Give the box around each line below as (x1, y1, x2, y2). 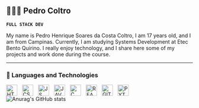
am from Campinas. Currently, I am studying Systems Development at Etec (6, 38, 188, 45)
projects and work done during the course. (6, 51, 111, 58)
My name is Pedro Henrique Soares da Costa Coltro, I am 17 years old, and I (6, 32, 191, 39)
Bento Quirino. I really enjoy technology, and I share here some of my (6, 44, 175, 51)
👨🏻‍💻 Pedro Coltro (6, 6, 71, 16)
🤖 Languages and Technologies (6, 71, 99, 79)
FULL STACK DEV (6, 21, 44, 27)
